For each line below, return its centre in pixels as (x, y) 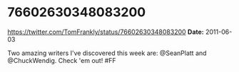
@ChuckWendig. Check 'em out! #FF (62, 60)
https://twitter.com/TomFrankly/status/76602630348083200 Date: (106, 32)
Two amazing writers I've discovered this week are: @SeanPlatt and (107, 53)
